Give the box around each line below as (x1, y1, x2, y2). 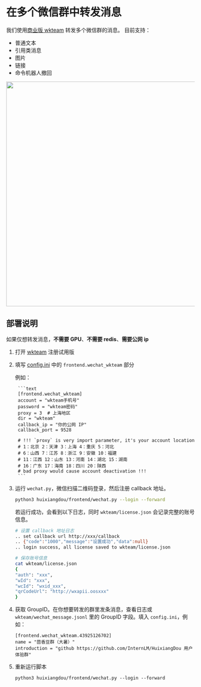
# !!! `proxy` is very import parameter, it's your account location (17, 437, 195, 444)
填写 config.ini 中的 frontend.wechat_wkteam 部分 (14, 361, 135, 368)
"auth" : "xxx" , (14, 572, 53, 578)
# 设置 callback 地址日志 (14, 528, 75, 534)
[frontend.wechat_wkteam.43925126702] (14, 633, 112, 639)
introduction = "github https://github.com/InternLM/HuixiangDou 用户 (14, 646, 193, 652)
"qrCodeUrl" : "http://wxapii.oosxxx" (14, 589, 109, 595)
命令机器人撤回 (14, 69, 52, 76)
